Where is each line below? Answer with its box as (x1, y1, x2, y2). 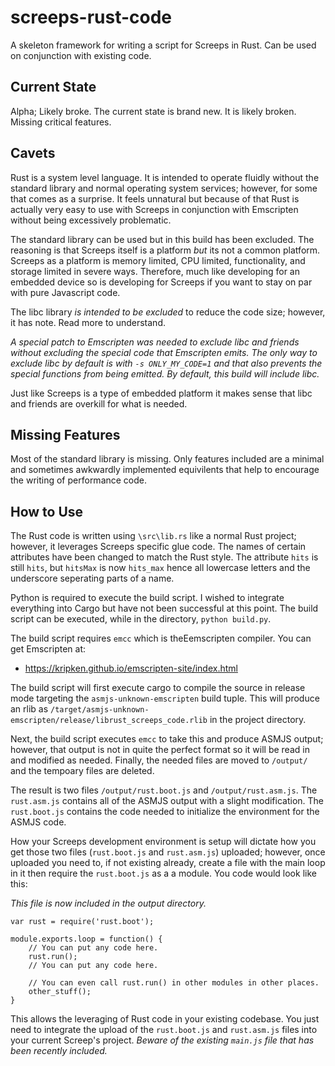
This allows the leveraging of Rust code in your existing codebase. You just (10, 1013, 320, 1025)
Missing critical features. (10, 116, 112, 128)
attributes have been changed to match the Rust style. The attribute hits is (10, 551, 319, 563)
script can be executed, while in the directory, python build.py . (10, 613, 272, 625)
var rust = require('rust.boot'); (10, 917, 155, 927)
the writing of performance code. (10, 474, 148, 486)
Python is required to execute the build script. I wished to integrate (10, 592, 285, 604)
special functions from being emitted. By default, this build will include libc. (10, 367, 320, 380)
